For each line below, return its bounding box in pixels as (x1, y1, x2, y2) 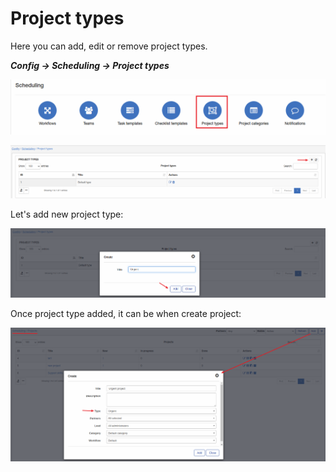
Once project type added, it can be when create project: (10, 307, 242, 319)
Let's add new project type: (10, 208, 124, 220)
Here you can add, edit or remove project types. (10, 40, 208, 52)
